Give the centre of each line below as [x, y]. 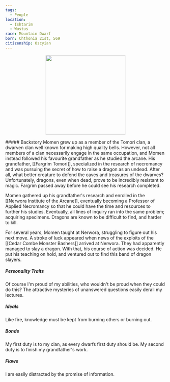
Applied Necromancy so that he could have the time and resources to [78, 206]
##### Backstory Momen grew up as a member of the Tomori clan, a [78, 142]
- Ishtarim [21, 24]
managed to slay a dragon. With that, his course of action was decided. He [83, 249]
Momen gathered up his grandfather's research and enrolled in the [75, 195]
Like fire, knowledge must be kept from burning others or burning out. [78, 319]
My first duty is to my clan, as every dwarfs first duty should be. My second [84, 344]
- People [19, 15]
